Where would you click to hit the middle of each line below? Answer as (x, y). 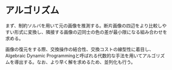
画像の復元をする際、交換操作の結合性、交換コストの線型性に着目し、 (80, 49)
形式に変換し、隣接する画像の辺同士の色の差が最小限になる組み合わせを (91, 32)
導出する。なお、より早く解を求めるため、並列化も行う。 (75, 62)
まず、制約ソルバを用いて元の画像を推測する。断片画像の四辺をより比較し (84, 26)
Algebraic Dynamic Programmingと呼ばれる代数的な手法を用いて (74, 55)
